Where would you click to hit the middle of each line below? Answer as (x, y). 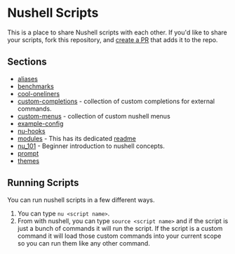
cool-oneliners (39, 93)
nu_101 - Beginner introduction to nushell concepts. (91, 146)
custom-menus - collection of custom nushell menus (94, 116)
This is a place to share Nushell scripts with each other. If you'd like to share (117, 32)
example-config (40, 123)
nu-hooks (31, 131)
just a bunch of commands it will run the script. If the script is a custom (120, 228)
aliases (28, 79)
